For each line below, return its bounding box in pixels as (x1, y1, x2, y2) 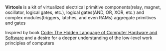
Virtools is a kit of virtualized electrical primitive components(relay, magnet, (5, 4, 161, 10)
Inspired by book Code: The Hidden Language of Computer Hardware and (5, 30, 158, 35)
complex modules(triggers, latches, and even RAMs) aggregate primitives (5, 15, 157, 20)
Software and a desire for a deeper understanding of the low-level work (5, 35, 153, 41)
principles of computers (5, 40, 54, 46)
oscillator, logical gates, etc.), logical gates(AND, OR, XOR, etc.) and (5, 9, 145, 15)
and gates (5, 20, 26, 26)
